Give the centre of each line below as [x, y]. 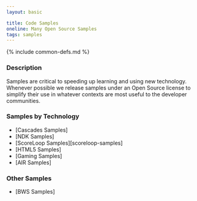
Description [24, 68]
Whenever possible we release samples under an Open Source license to [98, 88]
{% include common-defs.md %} [48, 52]
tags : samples [24, 34]
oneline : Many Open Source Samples [52, 29]
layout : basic [24, 12]
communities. [24, 100]
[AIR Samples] [33, 162]
